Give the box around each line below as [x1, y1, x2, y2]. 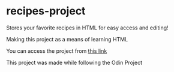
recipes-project [6, 4, 86, 18]
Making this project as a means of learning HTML [6, 35, 128, 43]
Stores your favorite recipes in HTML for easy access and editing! [6, 24, 169, 31]
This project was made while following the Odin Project [6, 59, 143, 66]
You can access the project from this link [6, 47, 107, 55]
